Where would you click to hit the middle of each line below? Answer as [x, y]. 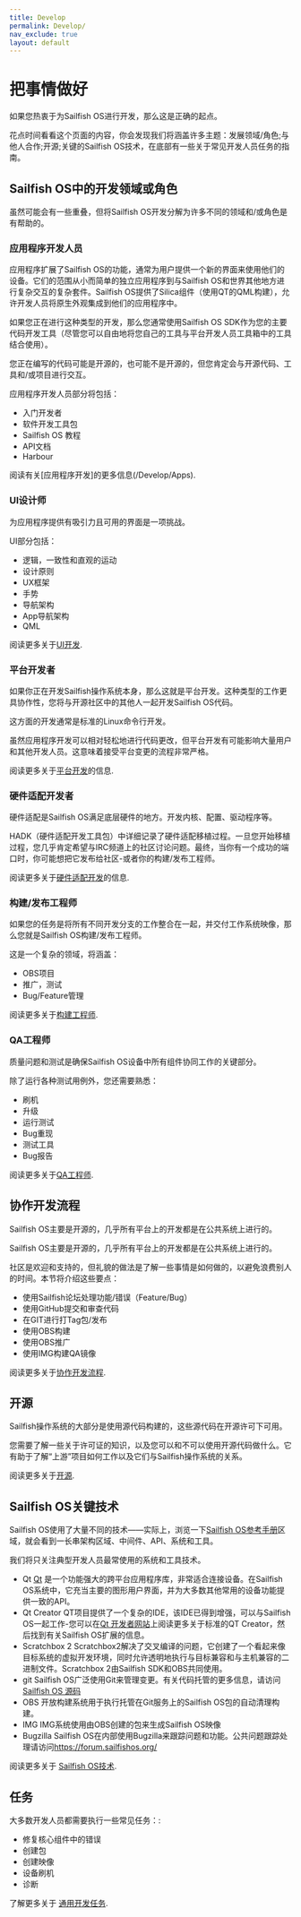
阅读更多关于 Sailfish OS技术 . [63, 1767]
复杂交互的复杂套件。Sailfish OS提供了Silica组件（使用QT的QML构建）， [149, 292]
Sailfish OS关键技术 [64, 1506]
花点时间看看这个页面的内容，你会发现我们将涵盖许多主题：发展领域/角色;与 [149, 135]
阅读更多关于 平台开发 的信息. [62, 770]
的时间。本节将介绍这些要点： [64, 1278]
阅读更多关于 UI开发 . [46, 644]
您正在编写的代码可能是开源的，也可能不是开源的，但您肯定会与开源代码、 [146, 364]
